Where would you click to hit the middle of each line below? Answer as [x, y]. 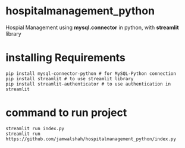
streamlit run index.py [35, 128]
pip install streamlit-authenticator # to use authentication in [88, 84]
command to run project [66, 113]
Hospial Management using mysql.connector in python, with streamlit [92, 27]
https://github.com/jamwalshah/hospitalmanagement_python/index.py [91, 139]
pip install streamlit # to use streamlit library [70, 78]
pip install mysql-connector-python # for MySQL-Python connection [91, 73]
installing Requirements [66, 58]
